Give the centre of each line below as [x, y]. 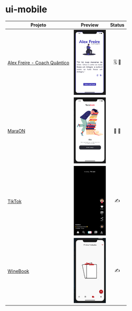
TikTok [15, 201]
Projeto [38, 25]
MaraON [16, 131]
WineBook [18, 271]
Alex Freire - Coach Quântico [38, 63]
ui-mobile [26, 9]
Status [117, 25]
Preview [90, 25]
